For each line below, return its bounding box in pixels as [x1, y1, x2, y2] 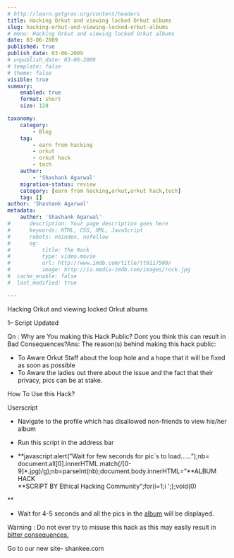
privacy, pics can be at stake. [17, 376, 103, 384]
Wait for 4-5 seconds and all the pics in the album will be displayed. [17, 509, 214, 518]
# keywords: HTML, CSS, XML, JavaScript [7, 227, 143, 234]
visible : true [7, 76, 49, 83]
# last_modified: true [7, 279, 78, 286]
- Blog [32, 128, 52, 135]
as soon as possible [17, 361, 75, 369]
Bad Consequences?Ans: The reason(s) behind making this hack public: [7, 340, 216, 348]
